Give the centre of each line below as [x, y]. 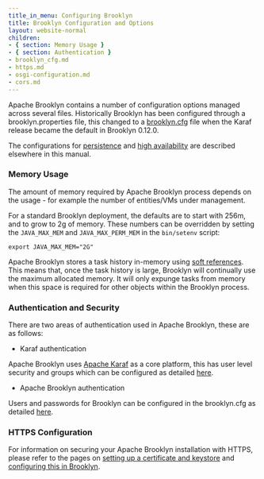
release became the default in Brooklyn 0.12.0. [84, 130]
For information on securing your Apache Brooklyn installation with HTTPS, [131, 450]
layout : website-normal [48, 30]
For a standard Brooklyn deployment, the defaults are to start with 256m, [127, 215]
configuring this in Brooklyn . [54, 466]
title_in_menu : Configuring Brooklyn [71, 15]
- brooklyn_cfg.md [38, 60]
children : [25, 38]
